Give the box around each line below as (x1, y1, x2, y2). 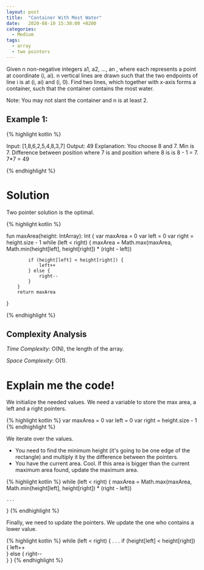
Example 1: (6, 114, 48, 125)
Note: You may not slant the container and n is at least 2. (6, 96, 149, 104)
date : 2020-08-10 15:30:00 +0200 (6, 20, 97, 26)
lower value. (6, 525, 37, 533)
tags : (6, 37, 20, 43)
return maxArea (17, 289, 56, 295)
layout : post (6, 9, 40, 15)
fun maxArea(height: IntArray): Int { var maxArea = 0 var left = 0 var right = (6, 232, 194, 240)
